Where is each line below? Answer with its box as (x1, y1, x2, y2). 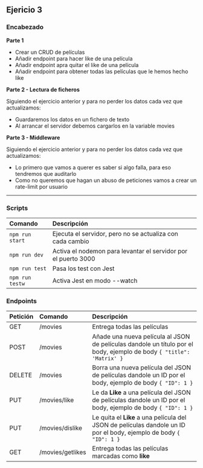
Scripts (6, 204, 28, 212)
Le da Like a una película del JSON (92, 388, 192, 397)
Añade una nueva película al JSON (92, 333, 190, 341)
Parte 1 (6, 36, 24, 44)
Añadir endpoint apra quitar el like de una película (14, 61, 139, 68)
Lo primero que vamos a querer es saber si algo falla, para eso (14, 163, 171, 171)
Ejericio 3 (6, 5, 42, 15)
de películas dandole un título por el (92, 340, 193, 348)
